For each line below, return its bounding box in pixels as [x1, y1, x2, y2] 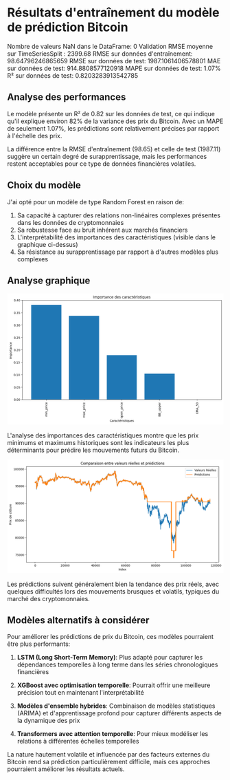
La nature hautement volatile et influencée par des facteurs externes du [7, 750, 210, 759]
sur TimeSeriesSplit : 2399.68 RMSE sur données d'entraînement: [7, 50, 194, 58]
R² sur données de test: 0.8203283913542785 [7, 71, 139, 80]
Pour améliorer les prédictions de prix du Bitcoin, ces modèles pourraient [7, 633, 214, 641]
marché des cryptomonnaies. [7, 594, 91, 603]
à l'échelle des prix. [7, 131, 62, 140]
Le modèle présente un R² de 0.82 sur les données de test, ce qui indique [7, 109, 215, 118]
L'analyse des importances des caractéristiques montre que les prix [7, 431, 199, 440]
